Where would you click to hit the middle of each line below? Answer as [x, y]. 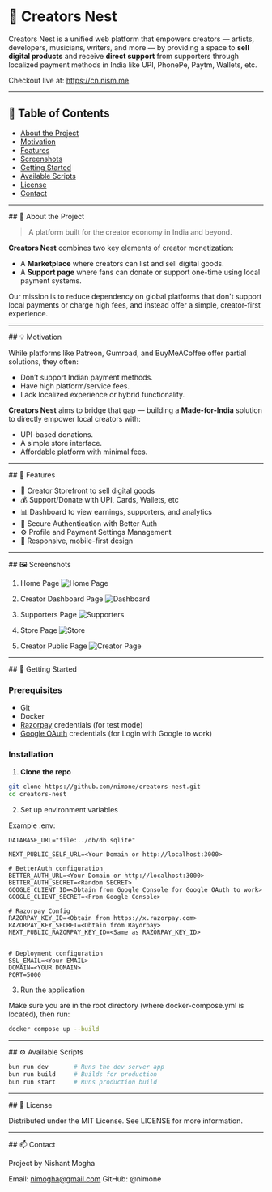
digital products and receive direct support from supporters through [124, 56]
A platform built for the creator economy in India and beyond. [130, 232]
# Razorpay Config [39, 911]
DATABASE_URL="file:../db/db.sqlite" [72, 841]
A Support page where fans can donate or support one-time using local [140, 272]
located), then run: [39, 1014]
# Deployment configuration [56, 954]
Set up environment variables [69, 810]
